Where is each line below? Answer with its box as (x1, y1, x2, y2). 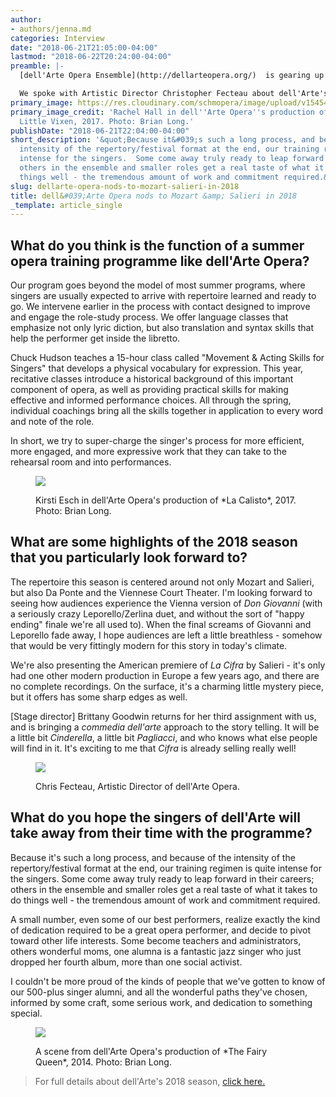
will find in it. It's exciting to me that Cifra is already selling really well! (10, 742, 297, 754)
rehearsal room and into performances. (10, 456, 172, 468)
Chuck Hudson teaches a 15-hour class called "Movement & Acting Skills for (10, 352, 325, 364)
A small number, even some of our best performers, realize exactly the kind (10, 913, 321, 925)
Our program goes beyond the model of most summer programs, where (10, 279, 306, 291)
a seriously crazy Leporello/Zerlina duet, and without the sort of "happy (10, 607, 305, 620)
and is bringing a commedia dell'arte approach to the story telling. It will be (10, 721, 320, 733)
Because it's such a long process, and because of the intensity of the (10, 851, 296, 863)
